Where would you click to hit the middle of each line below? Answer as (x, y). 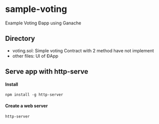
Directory (20, 39)
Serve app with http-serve (47, 71)
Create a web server (27, 106)
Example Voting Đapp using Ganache (43, 23)
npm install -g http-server (34, 95)
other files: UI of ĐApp (35, 56)
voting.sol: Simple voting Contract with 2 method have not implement (83, 50)
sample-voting (36, 9)
